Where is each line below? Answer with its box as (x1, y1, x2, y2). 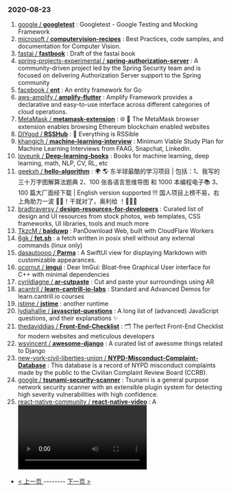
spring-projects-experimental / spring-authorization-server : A (17, 57, 199, 65)
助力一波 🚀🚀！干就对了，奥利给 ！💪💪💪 (29, 197, 138, 206)
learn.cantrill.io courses (17, 293, 85, 301)
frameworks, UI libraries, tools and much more (17, 219, 149, 227)
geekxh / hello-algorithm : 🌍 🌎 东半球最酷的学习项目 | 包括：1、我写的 (17, 167, 220, 175)
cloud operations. (17, 108, 68, 116)
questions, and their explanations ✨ (17, 314, 119, 323)
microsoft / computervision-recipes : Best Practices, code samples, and (17, 35, 224, 43)
